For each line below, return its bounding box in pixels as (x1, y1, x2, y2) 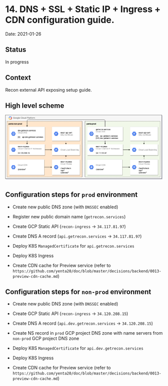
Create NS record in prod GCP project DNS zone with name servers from (12, 330, 163, 336)
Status (5, 45, 27, 54)
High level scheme (5, 101, 64, 110)
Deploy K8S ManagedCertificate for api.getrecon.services (12, 243, 135, 249)
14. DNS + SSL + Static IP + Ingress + (5, 4, 161, 15)
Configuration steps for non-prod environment (5, 287, 151, 296)
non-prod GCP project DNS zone (12, 336, 79, 342)
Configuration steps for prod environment (5, 190, 138, 199)
